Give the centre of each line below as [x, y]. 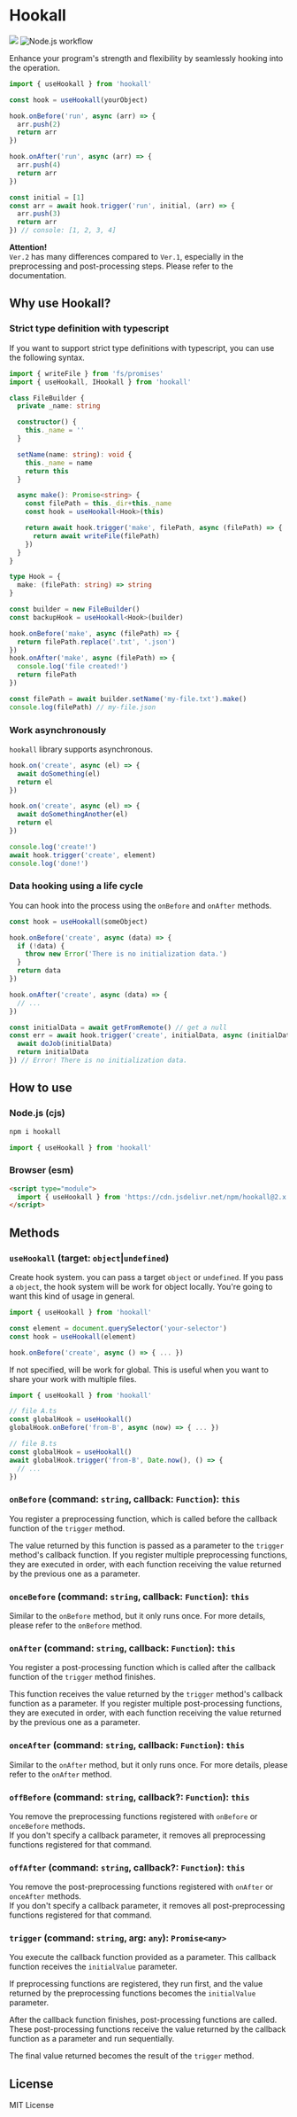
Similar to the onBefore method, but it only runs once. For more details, [137, 1615]
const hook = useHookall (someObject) [79, 922]
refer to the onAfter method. [61, 1774]
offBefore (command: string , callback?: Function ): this [129, 1797]
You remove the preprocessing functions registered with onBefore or [133, 1816]
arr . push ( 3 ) [39, 214]
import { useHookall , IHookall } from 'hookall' [100, 382]
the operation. [34, 67]
